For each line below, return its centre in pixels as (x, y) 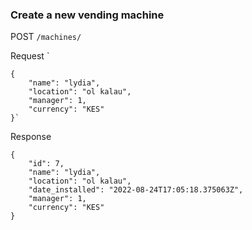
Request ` (30, 56)
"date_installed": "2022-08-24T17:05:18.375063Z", (136, 190)
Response (31, 137)
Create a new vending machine (87, 15)
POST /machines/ (46, 37)
